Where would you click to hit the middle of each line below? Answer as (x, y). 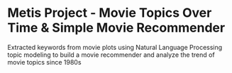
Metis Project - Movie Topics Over (110, 13)
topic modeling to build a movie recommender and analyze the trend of (111, 55)
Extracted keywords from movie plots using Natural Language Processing (115, 47)
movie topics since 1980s (44, 62)
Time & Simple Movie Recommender (116, 28)
